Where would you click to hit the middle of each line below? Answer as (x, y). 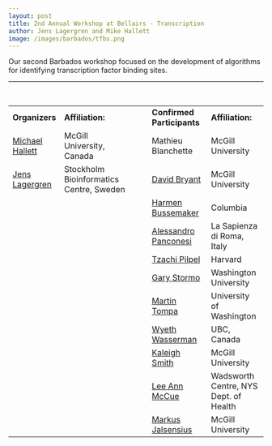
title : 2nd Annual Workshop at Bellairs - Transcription (106, 24)
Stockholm (85, 169)
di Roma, (227, 236)
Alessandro (174, 231)
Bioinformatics (92, 179)
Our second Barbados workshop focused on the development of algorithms (134, 62)
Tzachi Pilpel (176, 259)
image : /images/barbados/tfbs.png (67, 39)
